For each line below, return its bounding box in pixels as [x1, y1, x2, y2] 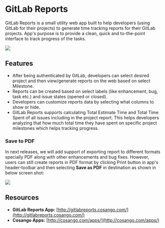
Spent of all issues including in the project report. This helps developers [12, 114, 160, 120]
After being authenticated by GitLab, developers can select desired [12, 72, 150, 78]
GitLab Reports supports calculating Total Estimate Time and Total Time [12, 109, 159, 115]
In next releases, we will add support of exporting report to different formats [5, 149, 161, 155]
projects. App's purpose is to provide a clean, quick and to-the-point [5, 30, 145, 36]
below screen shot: [5, 170, 45, 176]
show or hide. [12, 104, 41, 110]
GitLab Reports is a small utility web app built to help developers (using [5, 20, 150, 26]
